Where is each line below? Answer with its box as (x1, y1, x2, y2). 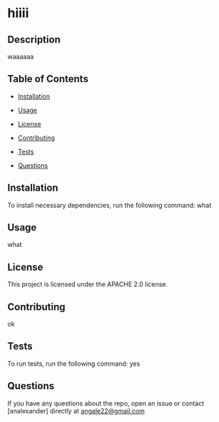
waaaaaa (7, 52, 34, 61)
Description (7, 34, 61, 46)
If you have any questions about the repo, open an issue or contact (7, 398, 205, 408)
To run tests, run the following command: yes (7, 359, 141, 368)
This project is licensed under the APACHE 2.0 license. (7, 280, 168, 288)
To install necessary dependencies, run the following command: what (7, 201, 212, 209)
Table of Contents (7, 73, 89, 85)
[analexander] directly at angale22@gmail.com (7, 406, 145, 415)
